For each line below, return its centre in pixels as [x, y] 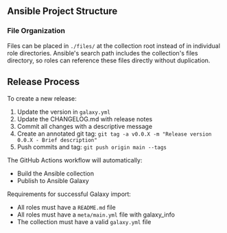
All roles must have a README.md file [66, 207]
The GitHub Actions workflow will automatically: [75, 160]
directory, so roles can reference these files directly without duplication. [109, 60]
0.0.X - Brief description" [57, 140]
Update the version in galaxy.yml [64, 112]
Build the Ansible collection [56, 173]
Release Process [44, 82]
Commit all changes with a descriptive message [85, 126]
